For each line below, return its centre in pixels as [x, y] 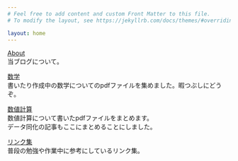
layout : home [27, 33]
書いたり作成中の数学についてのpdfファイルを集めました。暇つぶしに [108, 85]
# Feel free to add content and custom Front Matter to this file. [109, 14]
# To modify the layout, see [50, 20]
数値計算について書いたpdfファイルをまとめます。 [80, 118]
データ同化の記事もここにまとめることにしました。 [82, 127]
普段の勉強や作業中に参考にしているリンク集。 [75, 151]
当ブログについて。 [35, 61]
